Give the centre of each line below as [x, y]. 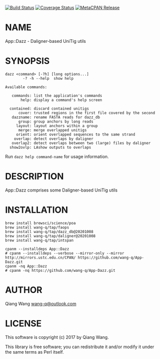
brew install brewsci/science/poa [41, 223]
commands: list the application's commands [57, 96]
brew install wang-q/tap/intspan [39, 240]
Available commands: [26, 87]
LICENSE [23, 323]
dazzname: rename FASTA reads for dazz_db [56, 117]
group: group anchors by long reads [56, 121]
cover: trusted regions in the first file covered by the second [86, 113]
